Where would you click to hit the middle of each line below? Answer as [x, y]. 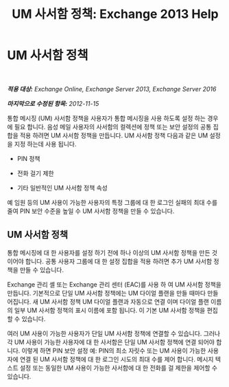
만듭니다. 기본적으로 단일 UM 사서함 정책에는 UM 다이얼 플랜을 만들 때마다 [107, 293]
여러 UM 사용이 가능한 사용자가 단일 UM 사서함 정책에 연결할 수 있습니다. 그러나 [114, 333]
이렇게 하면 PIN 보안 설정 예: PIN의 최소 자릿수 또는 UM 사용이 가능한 [114, 351]
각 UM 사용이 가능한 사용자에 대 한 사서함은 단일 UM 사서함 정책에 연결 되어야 [111, 342]
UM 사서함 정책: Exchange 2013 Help [115, 14]
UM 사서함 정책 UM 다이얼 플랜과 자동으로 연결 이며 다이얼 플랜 [124, 301]
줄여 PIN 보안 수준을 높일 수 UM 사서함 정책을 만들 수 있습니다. [91, 211]
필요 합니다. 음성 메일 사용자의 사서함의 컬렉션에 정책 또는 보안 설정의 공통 [113, 126]
